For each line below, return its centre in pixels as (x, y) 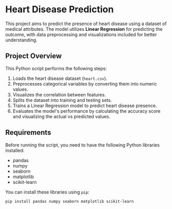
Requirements (28, 132)
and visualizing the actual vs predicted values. (61, 116)
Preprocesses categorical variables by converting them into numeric (85, 83)
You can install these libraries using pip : (47, 192)
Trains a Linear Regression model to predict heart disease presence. (85, 106)
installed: (15, 150)
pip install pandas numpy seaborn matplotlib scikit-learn (70, 201)
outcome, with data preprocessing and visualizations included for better (81, 34)
